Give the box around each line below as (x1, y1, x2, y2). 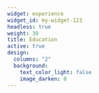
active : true (7, 43, 45, 50)
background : (13, 62, 49, 69)
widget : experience (7, 10, 64, 17)
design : (7, 50, 30, 57)
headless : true (7, 23, 52, 30)
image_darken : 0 (20, 75, 68, 83)
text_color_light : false (20, 69, 92, 76)
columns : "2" (13, 56, 52, 63)
